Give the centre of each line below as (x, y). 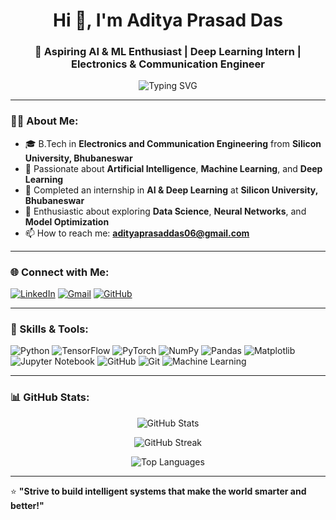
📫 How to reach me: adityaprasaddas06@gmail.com (137, 233)
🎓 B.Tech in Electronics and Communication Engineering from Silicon (173, 143)
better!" (27, 505)
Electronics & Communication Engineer (168, 64)
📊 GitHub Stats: (50, 397)
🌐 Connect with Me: (60, 272)
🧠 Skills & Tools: (49, 329)
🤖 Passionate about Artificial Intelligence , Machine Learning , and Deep (173, 168)
